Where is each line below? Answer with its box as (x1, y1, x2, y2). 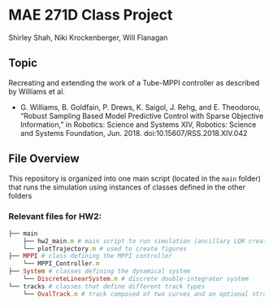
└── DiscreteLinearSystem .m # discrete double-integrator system (23, 275, 249, 283)
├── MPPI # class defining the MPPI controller (8, 252, 173, 260)
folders (8, 190, 32, 200)
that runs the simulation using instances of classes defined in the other (8, 181, 246, 192)
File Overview (8, 152, 80, 166)
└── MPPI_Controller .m (23, 260, 100, 268)
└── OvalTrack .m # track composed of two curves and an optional (23, 290, 249, 298)
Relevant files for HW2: (8, 211, 102, 222)
